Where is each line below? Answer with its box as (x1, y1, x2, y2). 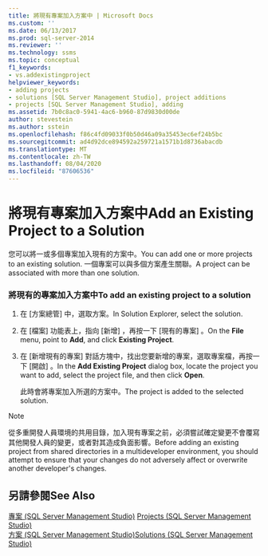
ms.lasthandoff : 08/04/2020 (8, 160, 102, 168)
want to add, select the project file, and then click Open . (19, 370, 205, 380)
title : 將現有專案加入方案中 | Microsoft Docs (8, 11, 154, 20)
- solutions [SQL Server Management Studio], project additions (8, 93, 227, 101)
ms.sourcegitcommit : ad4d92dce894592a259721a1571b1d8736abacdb (8, 137, 223, 146)
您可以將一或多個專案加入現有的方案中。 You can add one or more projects (8, 249, 253, 258)
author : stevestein (8, 116, 73, 124)
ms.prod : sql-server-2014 (8, 34, 94, 42)
